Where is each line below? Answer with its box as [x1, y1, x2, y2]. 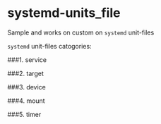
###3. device [7, 82, 46, 91]
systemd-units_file [7, 5, 121, 21]
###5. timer [7, 110, 42, 118]
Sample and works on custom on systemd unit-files [7, 28, 155, 37]
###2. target [7, 69, 44, 77]
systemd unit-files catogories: [7, 42, 92, 50]
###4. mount [7, 97, 45, 105]
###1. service [7, 55, 47, 64]
